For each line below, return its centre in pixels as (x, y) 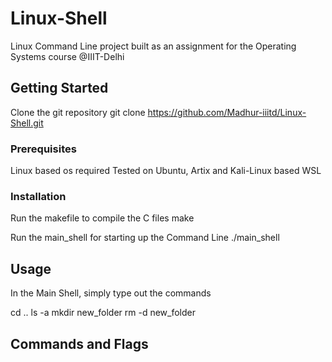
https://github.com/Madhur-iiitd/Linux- (227, 112)
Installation (38, 196)
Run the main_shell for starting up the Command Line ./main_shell (145, 238)
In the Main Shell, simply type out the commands (111, 293)
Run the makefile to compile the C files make (102, 218)
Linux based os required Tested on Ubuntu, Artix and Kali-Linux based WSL (166, 171)
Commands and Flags (79, 343)
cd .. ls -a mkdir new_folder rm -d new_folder (103, 313)
